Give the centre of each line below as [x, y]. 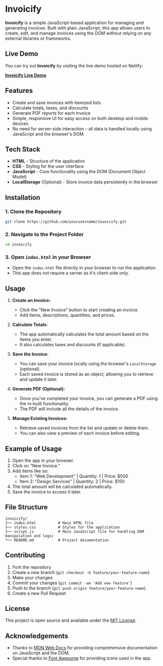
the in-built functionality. [45, 404]
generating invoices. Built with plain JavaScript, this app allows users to [78, 28]
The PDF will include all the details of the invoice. [69, 409]
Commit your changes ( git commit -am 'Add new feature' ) [72, 583]
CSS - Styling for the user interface [48, 166]
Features [19, 91]
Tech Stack [23, 149]
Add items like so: [30, 471]
